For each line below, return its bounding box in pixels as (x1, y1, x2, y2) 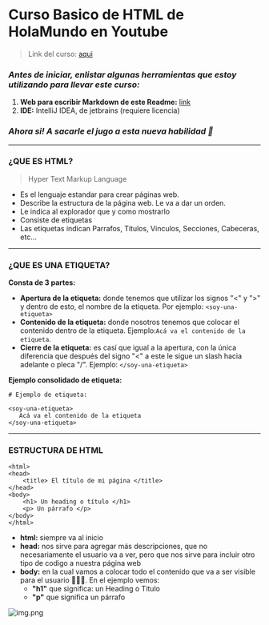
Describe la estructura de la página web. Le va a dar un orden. (19, 198, 227, 207)
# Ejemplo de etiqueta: (8, 391, 88, 399)
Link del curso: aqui (27, 49, 94, 58)
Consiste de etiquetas (19, 214, 93, 225)
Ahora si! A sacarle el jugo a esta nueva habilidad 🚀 (8, 126, 214, 137)
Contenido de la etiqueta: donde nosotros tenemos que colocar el (19, 318, 240, 327)
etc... (19, 232, 38, 242)
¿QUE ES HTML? (8, 156, 74, 167)
